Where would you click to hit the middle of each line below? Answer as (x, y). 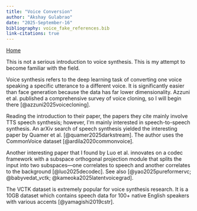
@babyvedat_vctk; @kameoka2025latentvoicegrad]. (70, 178)
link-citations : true (33, 34)
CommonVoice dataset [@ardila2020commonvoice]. (70, 141)
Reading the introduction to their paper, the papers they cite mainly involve (97, 116)
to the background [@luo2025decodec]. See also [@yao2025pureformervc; (98, 171)
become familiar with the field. (43, 68)
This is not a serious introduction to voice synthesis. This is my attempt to (96, 62)
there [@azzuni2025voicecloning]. (48, 105)
